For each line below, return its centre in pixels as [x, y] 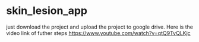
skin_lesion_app [47, 11]
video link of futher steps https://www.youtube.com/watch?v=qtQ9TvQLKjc [99, 33]
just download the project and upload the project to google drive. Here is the [99, 27]
